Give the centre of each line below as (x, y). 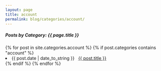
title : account (21, 14)
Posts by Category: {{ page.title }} (42, 35)
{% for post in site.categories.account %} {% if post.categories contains (81, 47)
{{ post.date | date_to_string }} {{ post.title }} (59, 58)
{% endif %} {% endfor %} (33, 63)
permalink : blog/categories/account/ (45, 19)
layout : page (19, 10)
